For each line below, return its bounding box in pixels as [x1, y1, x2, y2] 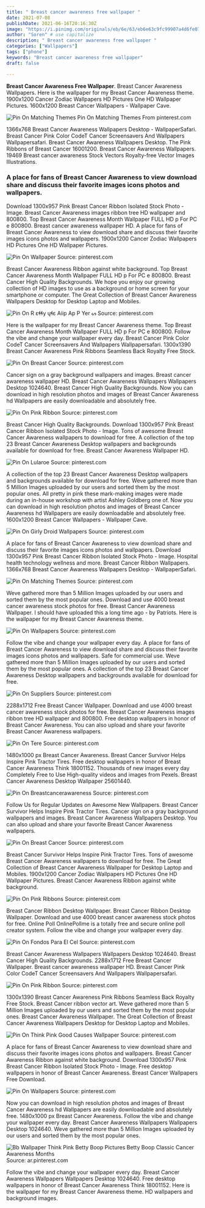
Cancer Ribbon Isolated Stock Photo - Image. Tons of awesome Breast [6, 427, 184, 434]
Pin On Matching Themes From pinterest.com [77, 114, 192, 121]
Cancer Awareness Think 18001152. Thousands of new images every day [6, 764, 190, 771]
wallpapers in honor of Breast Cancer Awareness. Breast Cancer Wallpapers [6, 1069, 198, 1076]
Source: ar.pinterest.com [6, 1157, 68, 1164]
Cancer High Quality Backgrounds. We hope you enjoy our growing [6, 278, 175, 285]
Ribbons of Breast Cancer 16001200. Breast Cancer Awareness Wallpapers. [6, 145, 196, 152]
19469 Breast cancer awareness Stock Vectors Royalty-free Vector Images [6, 151, 195, 159]
